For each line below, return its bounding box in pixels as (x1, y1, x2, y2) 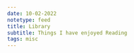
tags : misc (7, 36, 38, 43)
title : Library (7, 23, 51, 30)
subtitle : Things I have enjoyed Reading (7, 29, 128, 36)
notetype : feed (7, 17, 51, 23)
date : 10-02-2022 (7, 10, 57, 17)
